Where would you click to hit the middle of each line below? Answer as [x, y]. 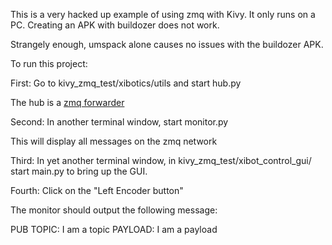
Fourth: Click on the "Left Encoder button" [97, 190]
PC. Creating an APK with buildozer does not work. [115, 25]
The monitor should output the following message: [114, 210]
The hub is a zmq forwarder [67, 102]
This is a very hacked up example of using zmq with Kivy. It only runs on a [163, 14]
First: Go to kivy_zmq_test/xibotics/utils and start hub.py [126, 83]
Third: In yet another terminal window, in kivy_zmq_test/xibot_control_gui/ [161, 160]
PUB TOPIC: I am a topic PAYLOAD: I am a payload [114, 229]
